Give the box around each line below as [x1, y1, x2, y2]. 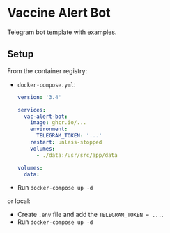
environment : [30, 126, 68, 133]
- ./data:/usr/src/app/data [36, 151, 118, 158]
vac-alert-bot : [24, 113, 68, 120]
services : [17, 106, 47, 113]
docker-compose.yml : [17, 80, 76, 89]
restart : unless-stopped [30, 139, 102, 146]
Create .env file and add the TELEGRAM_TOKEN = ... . [17, 211, 164, 219]
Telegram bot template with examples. [7, 28, 117, 36]
